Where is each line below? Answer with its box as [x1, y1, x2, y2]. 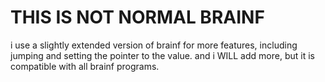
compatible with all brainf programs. [10, 60, 160, 72]
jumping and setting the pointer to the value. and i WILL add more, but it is [10, 49, 315, 61]
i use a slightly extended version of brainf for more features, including [10, 39, 298, 51]
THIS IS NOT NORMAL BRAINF [10, 6, 265, 29]
